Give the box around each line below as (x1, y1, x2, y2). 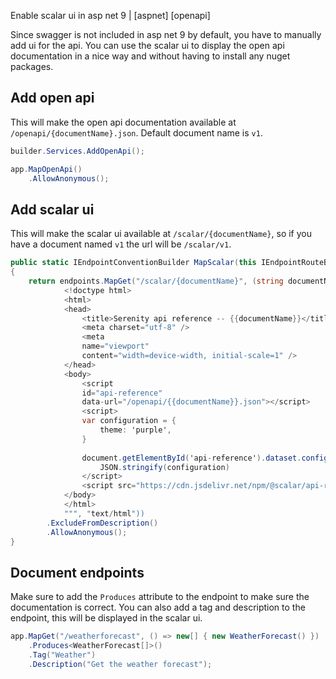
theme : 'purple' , (99, 425, 172, 435)
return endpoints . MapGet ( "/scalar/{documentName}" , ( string (28, 276, 284, 286)
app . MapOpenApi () (10, 164, 83, 174)
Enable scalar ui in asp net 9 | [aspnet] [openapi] (10, 10, 211, 21)
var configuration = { (81, 416, 177, 426)
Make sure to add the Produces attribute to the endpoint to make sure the (10, 591, 310, 603)
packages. (10, 61, 54, 72)
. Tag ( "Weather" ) (28, 650, 97, 660)
